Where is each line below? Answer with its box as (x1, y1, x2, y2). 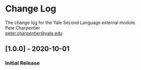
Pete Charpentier (5, 24, 40, 30)
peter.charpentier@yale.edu (5, 30, 63, 36)
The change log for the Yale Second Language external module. (5, 19, 137, 25)
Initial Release (5, 59, 40, 66)
